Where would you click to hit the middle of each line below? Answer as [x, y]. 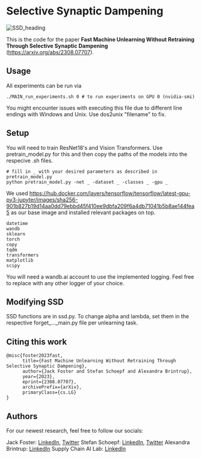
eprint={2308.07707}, [49, 382]
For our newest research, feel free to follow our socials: [75, 431]
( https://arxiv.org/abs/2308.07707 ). [50, 52]
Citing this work [37, 342]
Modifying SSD [35, 302]
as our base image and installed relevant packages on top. [83, 212]
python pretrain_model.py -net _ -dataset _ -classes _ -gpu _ [87, 182]
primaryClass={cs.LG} [49, 392]
